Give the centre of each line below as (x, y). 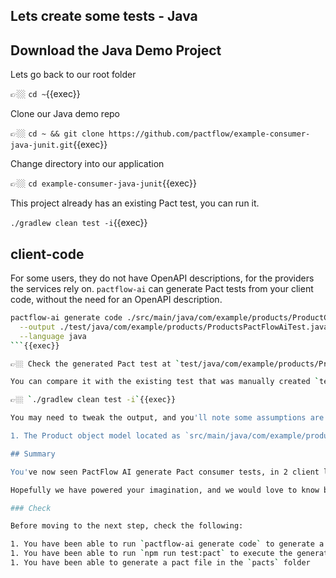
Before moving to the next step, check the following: (127, 526)
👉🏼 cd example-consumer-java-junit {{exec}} (103, 183)
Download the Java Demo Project (116, 50)
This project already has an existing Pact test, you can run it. (135, 203)
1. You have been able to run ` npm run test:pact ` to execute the (151, 554)
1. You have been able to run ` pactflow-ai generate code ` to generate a (167, 544)
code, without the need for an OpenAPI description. (116, 300)
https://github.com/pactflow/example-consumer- (209, 134)
